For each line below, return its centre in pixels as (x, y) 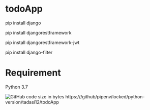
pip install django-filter (29, 52)
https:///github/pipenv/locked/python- (105, 96)
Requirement (33, 73)
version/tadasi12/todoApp (32, 102)
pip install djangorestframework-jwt (42, 42)
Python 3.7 (17, 87)
